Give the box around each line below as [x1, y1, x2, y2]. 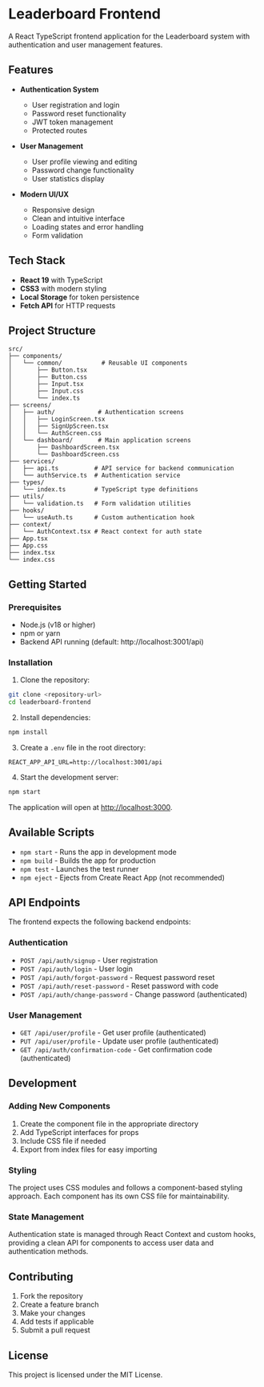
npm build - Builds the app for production [19, 856, 156, 865]
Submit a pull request [19, 1325, 90, 1335]
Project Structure [8, 323, 96, 337]
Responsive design [31, 205, 95, 214]
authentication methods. [8, 1247, 89, 1256]
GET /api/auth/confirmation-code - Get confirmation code [19, 1045, 213, 1055]
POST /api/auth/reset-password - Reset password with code [19, 981, 219, 990]
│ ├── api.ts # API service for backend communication [8, 465, 234, 473]
